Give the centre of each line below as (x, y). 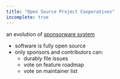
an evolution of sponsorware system (51, 34)
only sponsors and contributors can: (59, 52)
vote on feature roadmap (54, 64)
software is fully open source (50, 46)
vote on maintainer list (51, 71)
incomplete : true (27, 17)
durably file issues (46, 58)
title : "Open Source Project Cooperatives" (61, 12)
